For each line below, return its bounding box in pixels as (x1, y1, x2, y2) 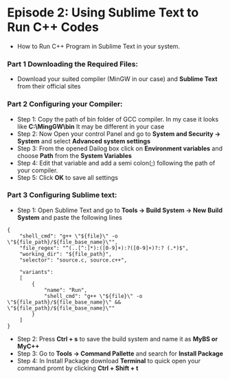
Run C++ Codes (7, 19, 100, 35)
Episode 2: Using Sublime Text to (7, 5, 199, 21)
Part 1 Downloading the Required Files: (7, 59, 139, 69)
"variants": (19, 268, 54, 275)
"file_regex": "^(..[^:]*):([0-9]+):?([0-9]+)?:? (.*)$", (19, 244, 189, 251)
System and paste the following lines (16, 213, 122, 221)
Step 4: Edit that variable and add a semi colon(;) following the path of (16, 159, 216, 167)
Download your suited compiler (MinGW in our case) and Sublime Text (16, 75, 218, 83)
